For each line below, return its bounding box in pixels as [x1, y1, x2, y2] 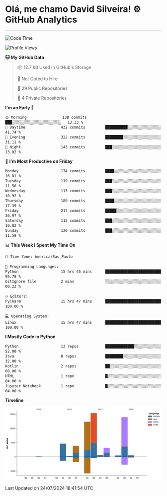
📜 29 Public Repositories [17, 85, 68, 91]
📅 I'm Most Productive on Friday [5, 158, 73, 164]
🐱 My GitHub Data [5, 54, 45, 60]
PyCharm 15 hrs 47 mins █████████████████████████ [5, 299, 162, 304]
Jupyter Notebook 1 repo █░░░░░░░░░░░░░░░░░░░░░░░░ [5, 383, 162, 388]
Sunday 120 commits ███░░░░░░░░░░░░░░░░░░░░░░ [5, 228, 162, 233]
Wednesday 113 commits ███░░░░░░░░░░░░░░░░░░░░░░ [5, 188, 162, 193]
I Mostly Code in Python [5, 334, 56, 340]
